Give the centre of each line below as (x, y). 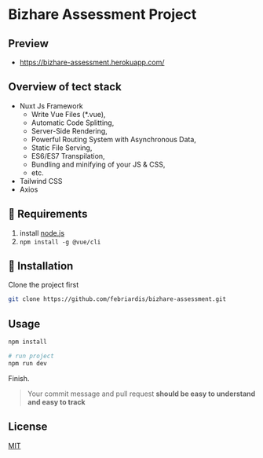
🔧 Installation (41, 266)
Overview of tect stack (65, 87)
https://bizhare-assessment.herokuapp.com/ (92, 62)
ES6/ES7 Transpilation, (68, 156)
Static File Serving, (62, 148)
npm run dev (27, 363)
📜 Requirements (48, 214)
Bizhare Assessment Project (102, 15)
